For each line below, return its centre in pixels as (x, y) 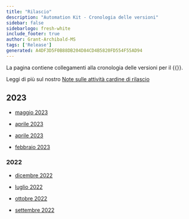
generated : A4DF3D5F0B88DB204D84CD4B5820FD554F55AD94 (75, 51)
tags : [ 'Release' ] (29, 45)
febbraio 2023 (32, 147)
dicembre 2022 (34, 175)
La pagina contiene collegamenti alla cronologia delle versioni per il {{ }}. (94, 67)
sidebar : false (25, 23)
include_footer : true (33, 34)
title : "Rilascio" (29, 12)
